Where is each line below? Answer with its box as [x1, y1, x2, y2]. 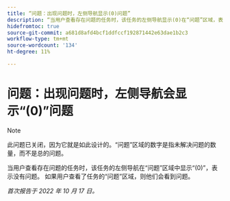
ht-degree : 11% [7, 49, 51, 56]
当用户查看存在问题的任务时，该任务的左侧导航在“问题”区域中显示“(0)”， [7, 163, 212, 172]
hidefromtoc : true [7, 23, 60, 29]
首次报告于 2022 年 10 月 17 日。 [7, 187, 99, 195]
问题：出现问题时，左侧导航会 [7, 86, 176, 102]
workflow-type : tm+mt [7, 36, 69, 43]
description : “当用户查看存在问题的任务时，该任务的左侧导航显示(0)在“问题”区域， [7, 16, 218, 23]
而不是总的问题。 [18, 149, 67, 157]
